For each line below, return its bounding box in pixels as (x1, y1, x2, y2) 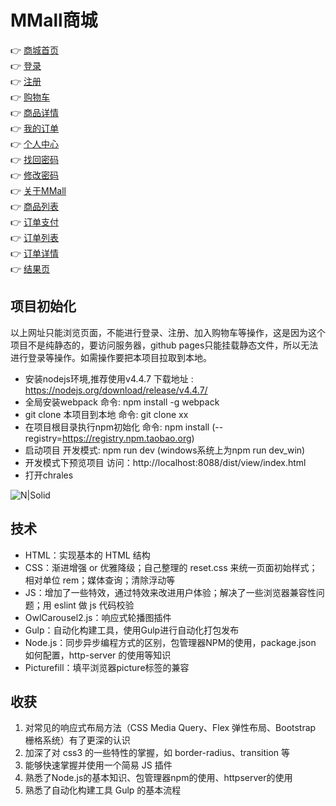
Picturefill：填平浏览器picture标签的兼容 (24, 661, 190, 673)
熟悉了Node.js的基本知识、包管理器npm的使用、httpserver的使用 (24, 772, 293, 784)
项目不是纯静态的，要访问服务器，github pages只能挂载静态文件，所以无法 (10, 339, 319, 351)
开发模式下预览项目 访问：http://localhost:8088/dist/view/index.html (24, 456, 307, 468)
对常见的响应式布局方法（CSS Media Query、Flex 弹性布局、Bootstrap (24, 722, 317, 734)
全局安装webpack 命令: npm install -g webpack (24, 396, 220, 408)
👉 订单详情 (10, 247, 60, 259)
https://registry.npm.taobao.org (62, 432, 192, 444)
